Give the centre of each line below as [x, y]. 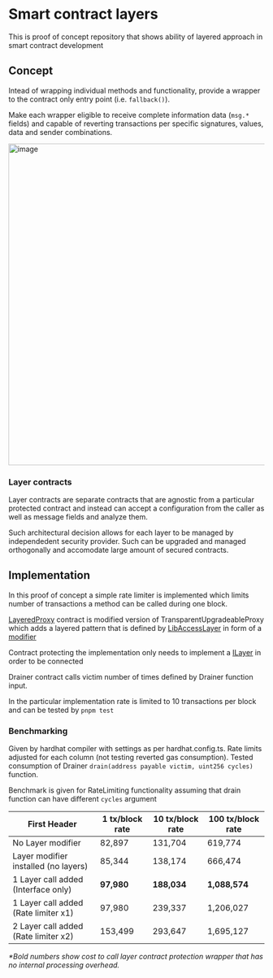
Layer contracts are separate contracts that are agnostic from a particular [131, 500]
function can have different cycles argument [82, 799]
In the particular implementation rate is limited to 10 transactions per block [132, 701]
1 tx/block [122, 819]
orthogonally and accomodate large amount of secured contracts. [119, 550]
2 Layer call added [48, 926]
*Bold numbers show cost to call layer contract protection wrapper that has [136, 957]
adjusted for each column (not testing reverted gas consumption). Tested [131, 758]
